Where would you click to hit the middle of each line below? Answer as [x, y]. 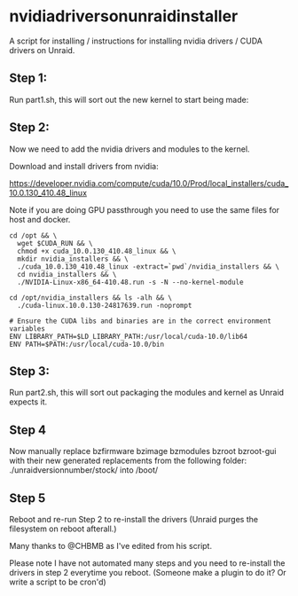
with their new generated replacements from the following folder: [128, 461]
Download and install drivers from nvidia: [84, 166]
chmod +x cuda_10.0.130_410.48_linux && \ [97, 251]
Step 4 [28, 430]
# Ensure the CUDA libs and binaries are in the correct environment [141, 321]
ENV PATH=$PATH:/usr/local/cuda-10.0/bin [87, 344]
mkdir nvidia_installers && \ [73, 259]
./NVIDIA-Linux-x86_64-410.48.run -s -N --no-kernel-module [130, 282]
